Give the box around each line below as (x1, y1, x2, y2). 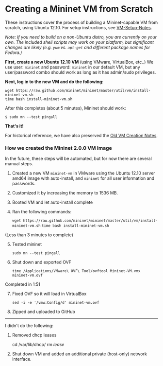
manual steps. (5, 161, 33, 167)
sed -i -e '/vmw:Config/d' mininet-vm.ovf (12, 300, 99, 305)
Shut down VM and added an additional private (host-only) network (12, 351, 147, 357)
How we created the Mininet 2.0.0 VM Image (5, 144, 113, 151)
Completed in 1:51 (5, 281, 40, 287)
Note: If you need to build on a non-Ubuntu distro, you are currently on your (5, 34, 157, 40)
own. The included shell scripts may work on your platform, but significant (5, 39, 154, 45)
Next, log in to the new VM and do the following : (5, 79, 103, 85)
